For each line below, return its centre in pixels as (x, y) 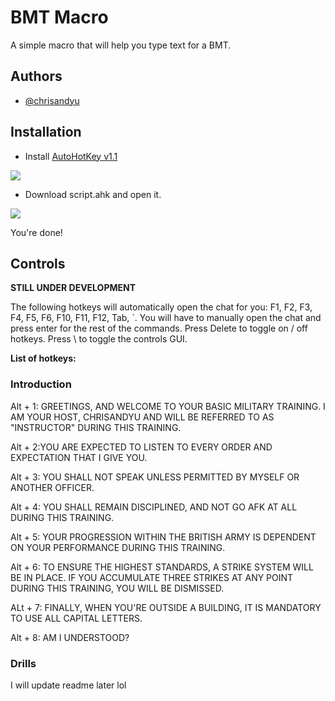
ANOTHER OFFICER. (52, 487)
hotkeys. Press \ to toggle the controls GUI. (99, 339)
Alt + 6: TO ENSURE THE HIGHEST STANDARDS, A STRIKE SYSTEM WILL (162, 567)
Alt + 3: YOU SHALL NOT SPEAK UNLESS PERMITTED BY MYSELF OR (155, 477)
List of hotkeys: (43, 358)
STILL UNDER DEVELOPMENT (73, 288)
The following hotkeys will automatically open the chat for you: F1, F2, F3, (161, 307)
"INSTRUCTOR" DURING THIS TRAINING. (96, 427)
